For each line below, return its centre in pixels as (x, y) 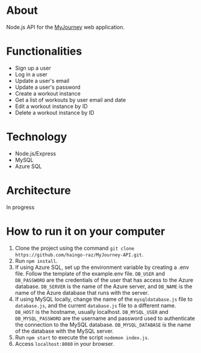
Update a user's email (42, 80)
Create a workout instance (48, 93)
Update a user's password (48, 87)
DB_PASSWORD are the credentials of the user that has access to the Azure (104, 280)
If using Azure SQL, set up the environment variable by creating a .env (102, 267)
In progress (20, 207)
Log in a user (31, 74)
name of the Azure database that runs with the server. (82, 292)
